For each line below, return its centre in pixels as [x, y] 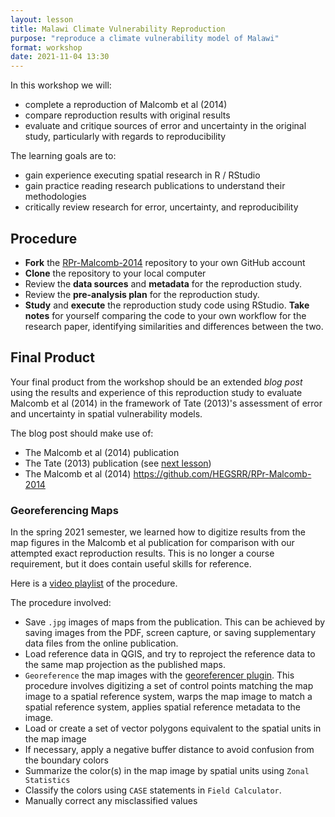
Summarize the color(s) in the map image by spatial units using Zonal [167, 771]
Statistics [47, 781]
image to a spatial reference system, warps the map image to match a [168, 697]
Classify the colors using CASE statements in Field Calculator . [153, 790]
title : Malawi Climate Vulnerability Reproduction [118, 29]
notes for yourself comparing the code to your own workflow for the [165, 315]
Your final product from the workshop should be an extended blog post [156, 382]
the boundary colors [66, 760]
